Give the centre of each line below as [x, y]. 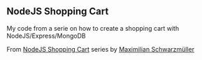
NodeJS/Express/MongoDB [46, 36]
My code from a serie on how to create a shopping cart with [93, 28]
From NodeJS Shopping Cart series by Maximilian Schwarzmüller [101, 49]
